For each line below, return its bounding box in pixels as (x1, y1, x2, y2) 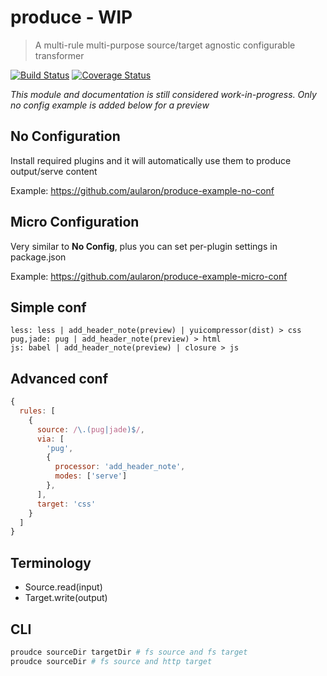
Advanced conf (10, 370, 109, 387)
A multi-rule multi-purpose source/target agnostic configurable (34, 39, 296, 51)
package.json (10, 251, 67, 263)
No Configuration (10, 128, 121, 145)
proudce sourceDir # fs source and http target (10, 656, 213, 666)
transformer (34, 49, 85, 61)
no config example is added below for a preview (10, 99, 210, 111)
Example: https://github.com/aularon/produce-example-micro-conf (10, 270, 288, 282)
